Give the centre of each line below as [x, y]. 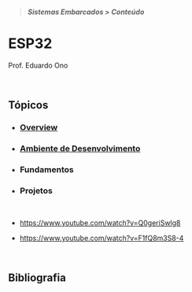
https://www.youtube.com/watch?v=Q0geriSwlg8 [100, 223]
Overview [39, 127]
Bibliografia [37, 278]
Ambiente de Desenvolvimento [80, 148]
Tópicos [28, 105]
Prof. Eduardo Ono [38, 65]
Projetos [36, 191]
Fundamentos [46, 170]
